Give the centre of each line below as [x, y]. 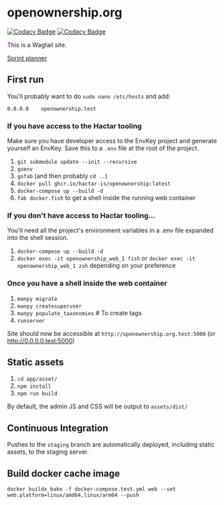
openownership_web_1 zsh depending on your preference [96, 266]
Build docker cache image [64, 473]
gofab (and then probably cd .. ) [62, 176]
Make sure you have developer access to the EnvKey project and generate [112, 141]
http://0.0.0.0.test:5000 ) [41, 341]
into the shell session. [38, 238]
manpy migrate [37, 299]
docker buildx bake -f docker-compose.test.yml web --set [91, 489]
